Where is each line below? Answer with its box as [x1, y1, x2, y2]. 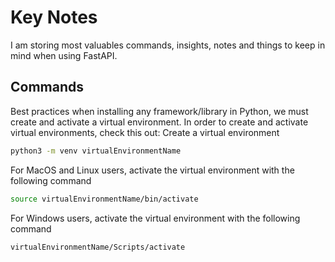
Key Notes [10, 6, 98, 29]
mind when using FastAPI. [10, 49, 118, 61]
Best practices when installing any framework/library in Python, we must [10, 105, 309, 117]
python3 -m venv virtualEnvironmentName [10, 146, 182, 156]
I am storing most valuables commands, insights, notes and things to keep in [10, 39, 326, 51]
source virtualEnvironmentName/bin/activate [10, 194, 199, 204]
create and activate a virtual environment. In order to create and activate [10, 116, 309, 128]
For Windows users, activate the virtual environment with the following [10, 212, 301, 224]
